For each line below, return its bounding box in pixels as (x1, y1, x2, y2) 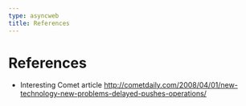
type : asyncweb (8, 11, 59, 20)
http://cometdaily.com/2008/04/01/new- (104, 80, 239, 90)
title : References (8, 19, 70, 27)
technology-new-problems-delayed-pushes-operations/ (19, 89, 207, 99)
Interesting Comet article (19, 80, 103, 90)
